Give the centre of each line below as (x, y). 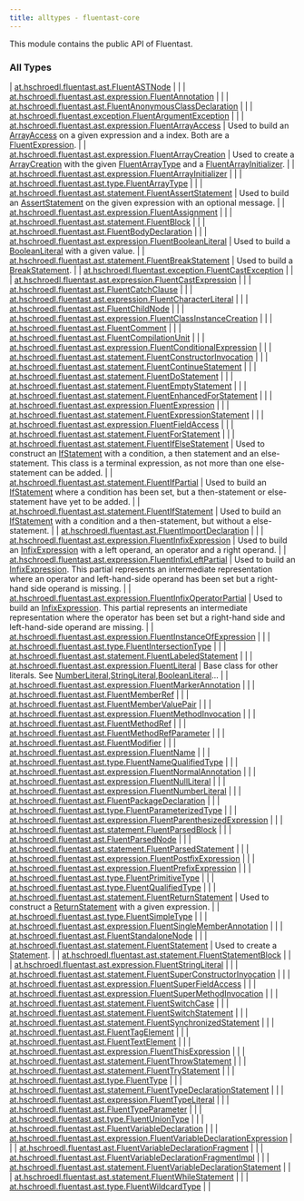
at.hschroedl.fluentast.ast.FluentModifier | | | (93, 743)
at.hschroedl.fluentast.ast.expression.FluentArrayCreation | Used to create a (152, 154)
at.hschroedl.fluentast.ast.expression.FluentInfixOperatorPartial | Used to (146, 598)
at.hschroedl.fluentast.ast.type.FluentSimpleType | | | (108, 916)
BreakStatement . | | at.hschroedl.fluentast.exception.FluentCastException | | (152, 270)
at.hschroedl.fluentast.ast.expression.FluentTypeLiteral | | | (119, 1099)
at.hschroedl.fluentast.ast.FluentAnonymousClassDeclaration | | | (131, 106)
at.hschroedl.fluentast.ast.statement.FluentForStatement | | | (122, 434)
